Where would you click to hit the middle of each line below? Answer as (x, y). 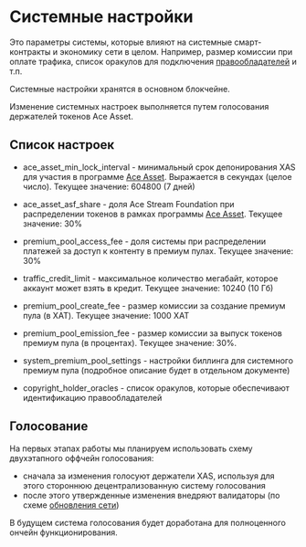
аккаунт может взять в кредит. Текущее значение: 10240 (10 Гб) (148, 288)
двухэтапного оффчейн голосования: (82, 458)
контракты (30, 51)
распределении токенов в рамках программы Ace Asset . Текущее (153, 214)
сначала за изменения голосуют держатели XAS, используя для (149, 476)
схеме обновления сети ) (71, 505)
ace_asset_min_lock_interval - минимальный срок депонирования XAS (159, 167)
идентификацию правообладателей (92, 397)
